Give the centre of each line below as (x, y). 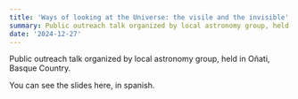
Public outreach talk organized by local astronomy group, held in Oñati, (140, 59)
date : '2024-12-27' (46, 34)
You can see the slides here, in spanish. (82, 86)
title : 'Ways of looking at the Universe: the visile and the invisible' (149, 17)
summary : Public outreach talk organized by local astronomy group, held (149, 26)
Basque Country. (40, 68)
